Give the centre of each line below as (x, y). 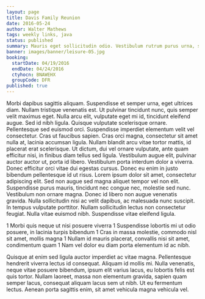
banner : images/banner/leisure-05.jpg (56, 52)
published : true (27, 86)
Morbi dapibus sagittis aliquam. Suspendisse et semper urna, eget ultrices (100, 103)
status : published (30, 40)
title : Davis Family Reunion (43, 18)
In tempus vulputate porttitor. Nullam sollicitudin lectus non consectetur (96, 207)
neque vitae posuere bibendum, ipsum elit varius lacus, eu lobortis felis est (100, 270)
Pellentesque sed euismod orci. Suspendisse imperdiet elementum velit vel (100, 129)
